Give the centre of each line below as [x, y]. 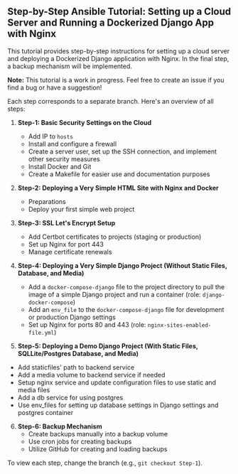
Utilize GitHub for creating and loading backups [98, 449]
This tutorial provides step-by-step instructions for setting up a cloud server [118, 51]
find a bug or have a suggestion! [55, 87]
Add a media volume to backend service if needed [91, 375]
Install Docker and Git [60, 166]
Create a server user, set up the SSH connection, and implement [123, 151]
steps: [16, 109]
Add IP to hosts [50, 136]
